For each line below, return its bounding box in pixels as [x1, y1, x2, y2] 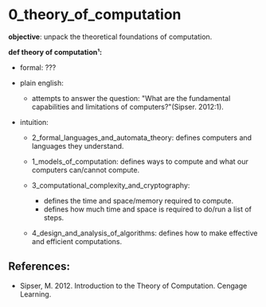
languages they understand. [31, 141, 124, 150]
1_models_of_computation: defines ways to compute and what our [31, 157, 248, 166]
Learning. [19, 289, 52, 299]
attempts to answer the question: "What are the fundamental [31, 93, 231, 103]
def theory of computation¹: [8, 47, 103, 56]
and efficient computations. [31, 236, 123, 246]
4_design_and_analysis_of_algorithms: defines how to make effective [31, 228, 258, 238]
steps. [43, 212, 65, 222]
